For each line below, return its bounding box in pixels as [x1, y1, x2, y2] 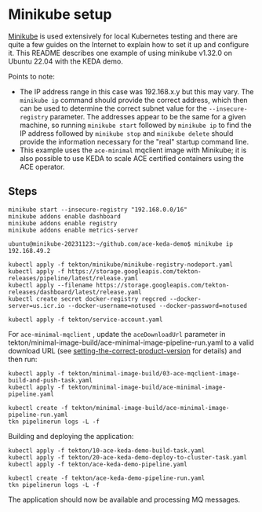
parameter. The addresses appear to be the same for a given [49, 112, 246, 121]
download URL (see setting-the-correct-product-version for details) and [8, 346, 242, 355]
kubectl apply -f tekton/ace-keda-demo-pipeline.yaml [8, 460, 188, 468]
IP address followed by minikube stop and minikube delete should [19, 128, 234, 138]
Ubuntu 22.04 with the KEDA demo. [8, 57, 123, 66]
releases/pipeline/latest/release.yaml [8, 274, 139, 282]
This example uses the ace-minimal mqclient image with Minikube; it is [19, 145, 247, 155]
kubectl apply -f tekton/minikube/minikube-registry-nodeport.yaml [8, 261, 234, 269]
